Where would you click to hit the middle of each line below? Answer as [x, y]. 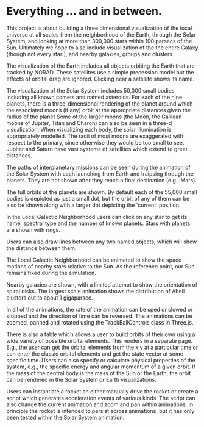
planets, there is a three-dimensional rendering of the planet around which [100, 103]
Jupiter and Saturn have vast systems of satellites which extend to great [97, 149]
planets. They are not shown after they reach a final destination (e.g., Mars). [101, 180]
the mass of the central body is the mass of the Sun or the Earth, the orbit [99, 373]
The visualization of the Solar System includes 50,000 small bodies [90, 90]
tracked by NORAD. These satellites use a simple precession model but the [100, 72]
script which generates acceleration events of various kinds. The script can [101, 398]
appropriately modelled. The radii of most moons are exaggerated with [95, 136]
